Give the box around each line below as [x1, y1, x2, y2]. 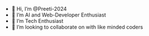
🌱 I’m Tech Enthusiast [11, 18, 63, 24]
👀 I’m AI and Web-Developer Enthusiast [11, 11, 107, 18]
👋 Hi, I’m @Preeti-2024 [11, 6, 67, 12]
